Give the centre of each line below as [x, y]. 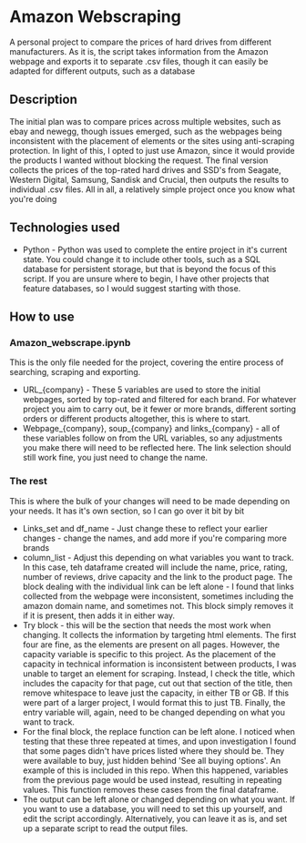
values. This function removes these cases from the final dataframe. [151, 789]
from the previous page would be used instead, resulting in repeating [152, 779]
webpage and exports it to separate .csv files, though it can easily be [139, 61]
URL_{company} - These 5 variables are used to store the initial [142, 390]
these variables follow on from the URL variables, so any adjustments [153, 438]
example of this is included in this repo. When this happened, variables [155, 770]
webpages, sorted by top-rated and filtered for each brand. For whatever [159, 400]
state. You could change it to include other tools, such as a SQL [142, 259]
